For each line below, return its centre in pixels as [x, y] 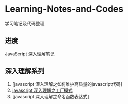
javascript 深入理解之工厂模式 [42, 90]
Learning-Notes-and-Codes [64, 9]
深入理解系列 [25, 71]
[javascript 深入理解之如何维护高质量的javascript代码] [67, 84]
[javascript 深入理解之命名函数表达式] [51, 96]
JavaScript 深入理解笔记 [30, 54]
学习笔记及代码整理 [25, 23]
